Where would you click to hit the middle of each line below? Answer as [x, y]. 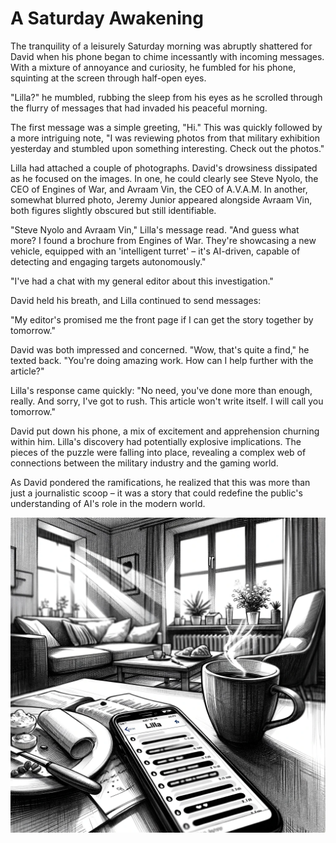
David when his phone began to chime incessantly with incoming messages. [167, 56]
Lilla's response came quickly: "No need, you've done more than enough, [161, 390]
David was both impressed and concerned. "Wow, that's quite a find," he [160, 349]
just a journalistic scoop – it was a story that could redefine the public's [156, 493]
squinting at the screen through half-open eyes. [108, 78]
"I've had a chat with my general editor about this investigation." [142, 281]
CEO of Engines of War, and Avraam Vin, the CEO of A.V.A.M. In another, [159, 189]
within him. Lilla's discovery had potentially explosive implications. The [156, 441]
